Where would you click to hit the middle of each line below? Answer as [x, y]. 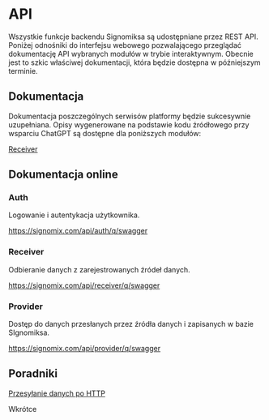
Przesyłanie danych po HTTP [57, 393]
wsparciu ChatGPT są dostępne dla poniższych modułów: [105, 133]
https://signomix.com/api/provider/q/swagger [84, 349]
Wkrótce [23, 409]
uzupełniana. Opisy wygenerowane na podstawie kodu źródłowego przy [129, 124]
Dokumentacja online [64, 175]
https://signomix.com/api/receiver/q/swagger [84, 285]
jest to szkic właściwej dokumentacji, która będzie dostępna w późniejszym [134, 62]
